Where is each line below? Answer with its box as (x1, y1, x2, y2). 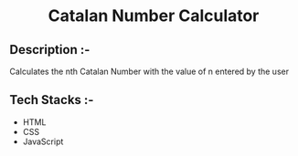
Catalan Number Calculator (48, 5, 260, 26)
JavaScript (22, 136, 64, 147)
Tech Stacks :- (9, 92, 94, 108)
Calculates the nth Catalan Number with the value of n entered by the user (9, 66, 290, 77)
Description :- (9, 42, 90, 57)
